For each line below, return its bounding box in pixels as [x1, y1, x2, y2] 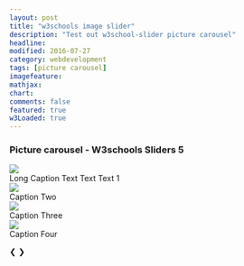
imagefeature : [9, 72, 63, 81]
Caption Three [9, 210, 63, 221]
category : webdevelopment [9, 55, 107, 64]
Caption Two [9, 191, 57, 203]
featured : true [9, 105, 67, 115]
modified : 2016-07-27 [9, 47, 91, 56]
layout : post [9, 13, 59, 23]
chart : [9, 88, 34, 97]
